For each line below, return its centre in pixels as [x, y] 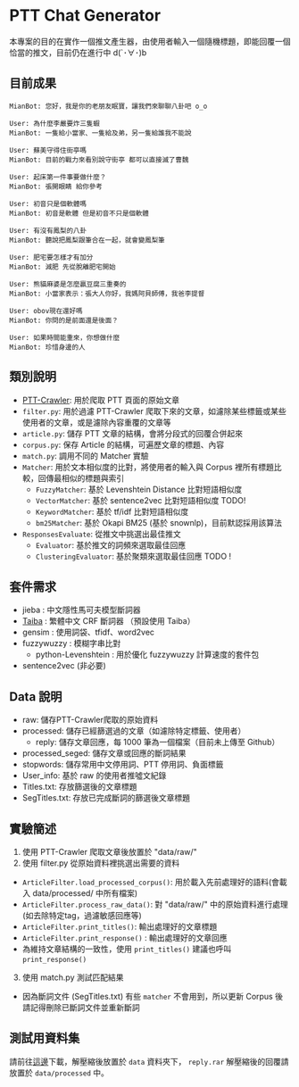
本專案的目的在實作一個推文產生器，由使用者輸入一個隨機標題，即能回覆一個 [150, 41]
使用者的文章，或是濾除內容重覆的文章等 [96, 422]
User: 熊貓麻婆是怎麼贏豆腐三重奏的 [68, 284]
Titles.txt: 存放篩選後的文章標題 [79, 787]
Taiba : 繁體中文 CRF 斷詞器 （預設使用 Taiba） [108, 621]
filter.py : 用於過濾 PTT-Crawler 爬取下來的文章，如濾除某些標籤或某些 [154, 411]
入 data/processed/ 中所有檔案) [80, 893]
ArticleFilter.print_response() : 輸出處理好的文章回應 [125, 938]
